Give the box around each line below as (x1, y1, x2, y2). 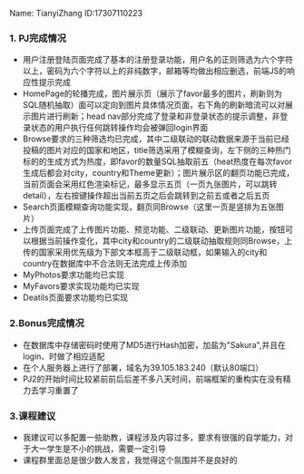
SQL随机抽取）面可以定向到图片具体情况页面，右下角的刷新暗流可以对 (22, 100, 286, 111)
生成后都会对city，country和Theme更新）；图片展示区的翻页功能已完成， (22, 168, 295, 179)
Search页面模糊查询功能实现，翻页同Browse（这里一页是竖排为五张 (22, 201, 277, 212)
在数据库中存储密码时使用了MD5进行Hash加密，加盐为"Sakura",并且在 (22, 339, 286, 350)
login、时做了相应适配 (22, 351, 105, 362)
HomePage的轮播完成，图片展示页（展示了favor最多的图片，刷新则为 (22, 88, 283, 99)
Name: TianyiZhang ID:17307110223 (9, 8, 143, 18)
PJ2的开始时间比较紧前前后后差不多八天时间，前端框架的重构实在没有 (22, 373, 283, 384)
